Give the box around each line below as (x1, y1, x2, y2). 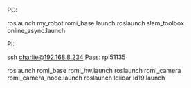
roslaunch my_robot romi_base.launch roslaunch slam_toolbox (7, 19, 185, 27)
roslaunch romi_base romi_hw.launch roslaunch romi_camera (7, 67, 181, 74)
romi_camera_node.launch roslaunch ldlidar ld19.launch (7, 74, 165, 82)
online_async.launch (7, 27, 66, 34)
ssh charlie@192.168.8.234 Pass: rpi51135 (7, 53, 126, 61)
